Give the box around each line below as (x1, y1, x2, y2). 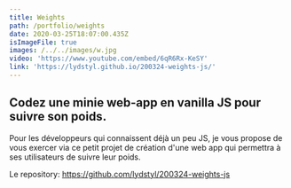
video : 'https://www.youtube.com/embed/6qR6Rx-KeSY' (9, 54, 208, 63)
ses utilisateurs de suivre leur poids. (9, 152, 141, 162)
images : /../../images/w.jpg (9, 46, 117, 55)
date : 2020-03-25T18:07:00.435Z (9, 29, 129, 38)
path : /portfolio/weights (9, 21, 105, 30)
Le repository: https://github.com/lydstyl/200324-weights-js (9, 168, 231, 179)
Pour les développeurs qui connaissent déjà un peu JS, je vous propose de (9, 132, 283, 143)
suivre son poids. (9, 109, 107, 124)
